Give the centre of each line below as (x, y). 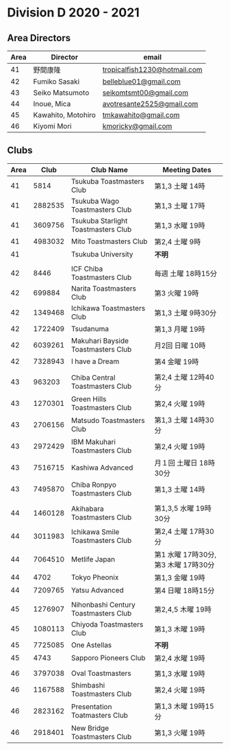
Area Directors (39, 38)
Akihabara (87, 509)
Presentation (91, 706)
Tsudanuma (90, 328)
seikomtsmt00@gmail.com (145, 93)
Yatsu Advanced (98, 590)
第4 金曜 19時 (177, 361)
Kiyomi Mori (52, 126)
